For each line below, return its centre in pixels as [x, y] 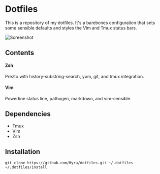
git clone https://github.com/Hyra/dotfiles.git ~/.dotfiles [69, 163]
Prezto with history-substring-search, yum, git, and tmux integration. [75, 76]
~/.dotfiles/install [26, 167]
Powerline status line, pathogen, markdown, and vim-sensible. [68, 98]
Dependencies [28, 114]
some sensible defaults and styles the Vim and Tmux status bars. [71, 28]
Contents [20, 53]
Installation [23, 152]
